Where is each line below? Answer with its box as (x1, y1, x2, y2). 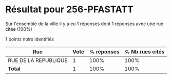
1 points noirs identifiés (5, 36, 54, 42)
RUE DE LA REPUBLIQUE (8, 56, 68, 64)
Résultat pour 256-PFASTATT (5, 4, 133, 15)
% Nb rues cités (124, 48, 165, 55)
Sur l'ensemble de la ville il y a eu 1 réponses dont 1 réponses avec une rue (5, 21, 164, 27)
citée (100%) (5, 26, 32, 32)
